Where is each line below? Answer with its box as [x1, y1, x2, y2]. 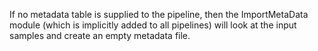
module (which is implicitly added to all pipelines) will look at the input [9, 19, 297, 31]
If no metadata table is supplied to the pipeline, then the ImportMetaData [9, 9, 309, 20]
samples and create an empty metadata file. [9, 30, 191, 41]
